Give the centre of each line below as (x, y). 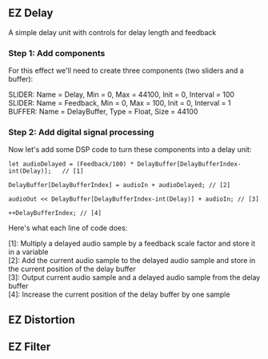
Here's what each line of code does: (68, 228)
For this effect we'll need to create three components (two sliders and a (126, 70)
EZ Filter (30, 347)
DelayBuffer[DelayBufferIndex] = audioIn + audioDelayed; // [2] (119, 185)
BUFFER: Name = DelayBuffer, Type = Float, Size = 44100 (103, 112)
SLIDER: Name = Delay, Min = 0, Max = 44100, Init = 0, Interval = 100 (121, 94)
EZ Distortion (42, 319)
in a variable (28, 252)
